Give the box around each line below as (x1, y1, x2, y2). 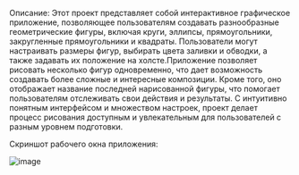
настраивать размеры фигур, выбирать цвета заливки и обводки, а (9, 46, 268, 56)
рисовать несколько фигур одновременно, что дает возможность (9, 64, 263, 75)
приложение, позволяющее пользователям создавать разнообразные (9, 17, 279, 28)
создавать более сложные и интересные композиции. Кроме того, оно (9, 74, 282, 84)
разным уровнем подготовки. (9, 121, 124, 132)
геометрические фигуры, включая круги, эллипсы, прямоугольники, (9, 27, 273, 37)
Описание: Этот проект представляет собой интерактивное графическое (9, 8, 291, 18)
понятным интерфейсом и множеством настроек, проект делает (9, 103, 258, 112)
